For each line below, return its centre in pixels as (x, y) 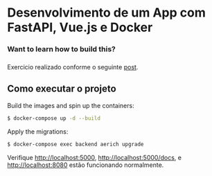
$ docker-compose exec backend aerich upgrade (76, 144)
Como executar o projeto (62, 89)
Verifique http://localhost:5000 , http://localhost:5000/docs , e (95, 157)
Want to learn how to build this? (62, 49)
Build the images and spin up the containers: (71, 105)
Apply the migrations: (38, 131)
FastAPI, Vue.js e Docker (80, 27)
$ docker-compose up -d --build (54, 118)
